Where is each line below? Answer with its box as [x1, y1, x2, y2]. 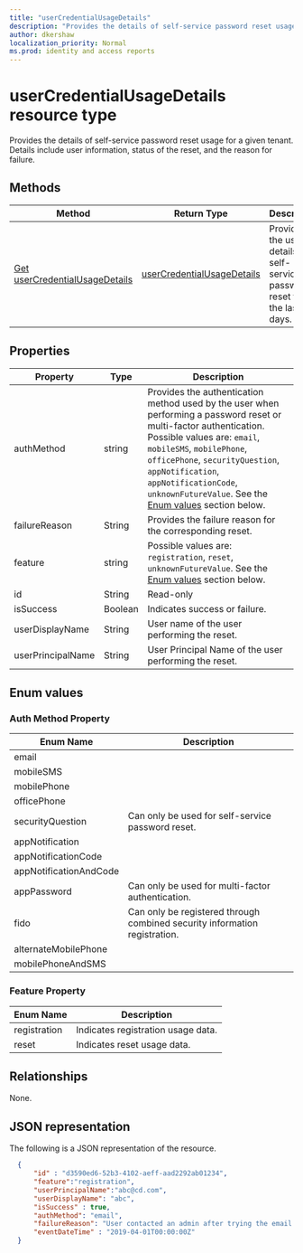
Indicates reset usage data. [76, 1038, 191, 1050]
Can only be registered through [127, 906, 260, 919]
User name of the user [147, 617, 243, 629]
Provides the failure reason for [147, 513, 276, 525]
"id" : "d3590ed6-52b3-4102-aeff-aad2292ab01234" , [32, 1169, 228, 1178]
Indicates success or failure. [147, 602, 267, 615]
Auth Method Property [9, 712, 111, 724]
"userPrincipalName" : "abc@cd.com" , [32, 1185, 168, 1194]
